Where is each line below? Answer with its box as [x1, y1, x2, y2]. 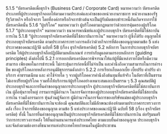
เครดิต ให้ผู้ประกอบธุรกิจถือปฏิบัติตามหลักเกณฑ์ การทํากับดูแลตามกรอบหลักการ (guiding [5, 50, 153, 56]
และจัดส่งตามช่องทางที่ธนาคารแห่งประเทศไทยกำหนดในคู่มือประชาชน [5, 123, 117, 128]
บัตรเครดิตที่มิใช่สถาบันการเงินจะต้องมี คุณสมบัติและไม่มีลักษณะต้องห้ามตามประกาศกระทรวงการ [5, 100, 161, 106]
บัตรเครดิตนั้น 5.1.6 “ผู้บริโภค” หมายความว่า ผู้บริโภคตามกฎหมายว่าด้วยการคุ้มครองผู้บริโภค [5, 22, 157, 28]
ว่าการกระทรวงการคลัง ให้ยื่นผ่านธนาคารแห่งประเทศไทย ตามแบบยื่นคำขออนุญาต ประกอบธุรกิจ [5, 117, 160, 123]
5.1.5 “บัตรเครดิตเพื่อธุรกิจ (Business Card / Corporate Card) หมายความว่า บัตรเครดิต [5, 5, 160, 11]
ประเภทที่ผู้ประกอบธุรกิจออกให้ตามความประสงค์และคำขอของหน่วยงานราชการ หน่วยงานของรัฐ [5, 11, 158, 16]
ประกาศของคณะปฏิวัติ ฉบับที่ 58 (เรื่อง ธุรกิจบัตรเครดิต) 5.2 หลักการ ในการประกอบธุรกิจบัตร [5, 44, 159, 50]
